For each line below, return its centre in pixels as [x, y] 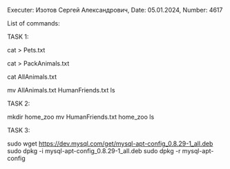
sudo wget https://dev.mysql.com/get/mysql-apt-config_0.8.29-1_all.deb [110, 143]
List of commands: [33, 23]
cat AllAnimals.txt [32, 77]
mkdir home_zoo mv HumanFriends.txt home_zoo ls [81, 117]
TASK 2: [19, 103]
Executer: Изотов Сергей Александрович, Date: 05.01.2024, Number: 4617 [115, 10]
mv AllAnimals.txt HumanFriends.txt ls [61, 90]
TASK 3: [19, 130]
